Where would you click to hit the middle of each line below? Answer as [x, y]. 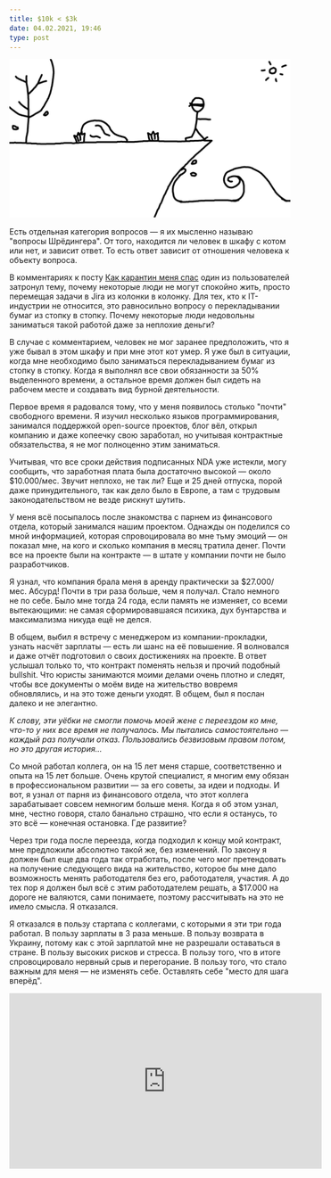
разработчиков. [39, 564]
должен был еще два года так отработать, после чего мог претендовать [148, 859]
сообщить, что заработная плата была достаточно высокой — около [141, 471]
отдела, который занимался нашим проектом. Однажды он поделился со [150, 526]
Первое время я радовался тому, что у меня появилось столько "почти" [148, 407]
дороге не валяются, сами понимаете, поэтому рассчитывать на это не [146, 897]
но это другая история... [56, 748]
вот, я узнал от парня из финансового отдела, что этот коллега [129, 795]
